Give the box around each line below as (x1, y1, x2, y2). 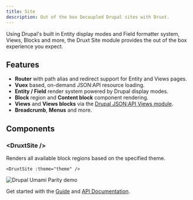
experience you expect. (6, 42, 64, 50)
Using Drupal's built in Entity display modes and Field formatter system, (6, 30, 179, 37)
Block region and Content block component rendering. (14, 94, 149, 101)
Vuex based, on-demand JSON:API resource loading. (14, 82, 145, 89)
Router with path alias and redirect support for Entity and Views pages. (14, 75, 187, 82)
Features (6, 59, 39, 69)
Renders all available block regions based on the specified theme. (6, 155, 166, 162)
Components (6, 124, 55, 134)
